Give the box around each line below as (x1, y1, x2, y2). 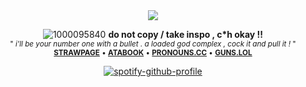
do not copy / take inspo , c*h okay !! (108, 29, 264, 40)
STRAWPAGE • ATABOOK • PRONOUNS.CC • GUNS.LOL (53, 48, 253, 58)
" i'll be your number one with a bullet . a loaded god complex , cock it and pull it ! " (9, 39, 297, 49)
